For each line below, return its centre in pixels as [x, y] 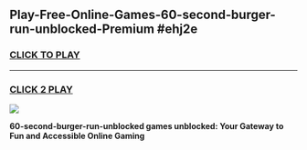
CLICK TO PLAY [45, 55]
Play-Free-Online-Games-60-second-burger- [143, 15]
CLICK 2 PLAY [41, 89]
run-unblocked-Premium [82, 30]
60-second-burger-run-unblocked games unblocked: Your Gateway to [147, 125]
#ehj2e [177, 30]
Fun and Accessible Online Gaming [77, 135]
